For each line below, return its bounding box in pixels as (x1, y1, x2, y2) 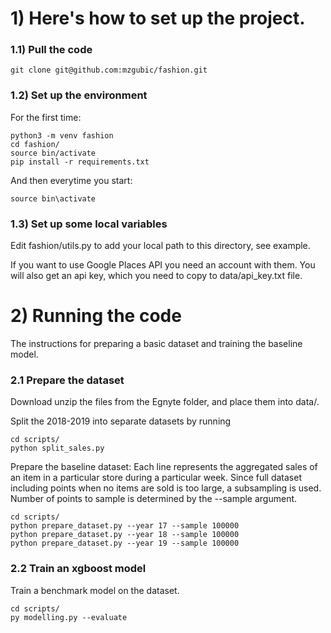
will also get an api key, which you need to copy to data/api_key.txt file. (10, 270, 303, 282)
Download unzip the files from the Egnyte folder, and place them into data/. (10, 396, 320, 408)
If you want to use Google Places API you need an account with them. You (10, 259, 316, 271)
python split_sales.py (10, 443, 105, 454)
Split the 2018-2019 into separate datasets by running (10, 415, 232, 427)
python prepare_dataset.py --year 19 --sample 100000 (10, 538, 240, 549)
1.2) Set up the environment (10, 88, 148, 102)
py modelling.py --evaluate (10, 612, 128, 622)
